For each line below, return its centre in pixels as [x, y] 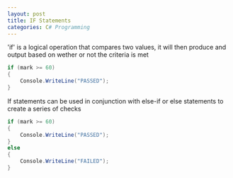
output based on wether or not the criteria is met [78, 55]
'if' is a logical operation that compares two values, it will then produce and [117, 48]
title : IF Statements [39, 21]
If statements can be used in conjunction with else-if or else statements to [115, 101]
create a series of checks [44, 109]
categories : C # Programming [49, 27]
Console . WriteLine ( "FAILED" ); [65, 161]
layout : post [27, 14]
